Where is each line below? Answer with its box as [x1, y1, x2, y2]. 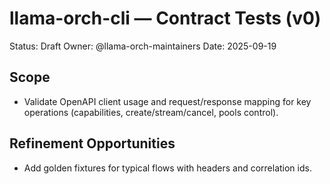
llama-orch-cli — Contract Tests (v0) [9, 7, 322, 30]
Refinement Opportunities [9, 135, 176, 152]
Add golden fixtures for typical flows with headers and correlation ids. [23, 162, 312, 174]
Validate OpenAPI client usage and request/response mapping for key [23, 95, 312, 107]
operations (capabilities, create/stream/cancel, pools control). [23, 106, 279, 118]
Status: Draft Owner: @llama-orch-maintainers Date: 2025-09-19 [9, 40, 277, 52]
